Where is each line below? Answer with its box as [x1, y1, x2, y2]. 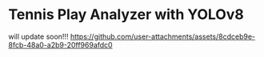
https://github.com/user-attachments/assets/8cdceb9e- [70, 32, 256, 41]
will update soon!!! [8, 32, 69, 41]
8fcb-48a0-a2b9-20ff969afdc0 [8, 40, 114, 49]
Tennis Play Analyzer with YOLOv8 [8, 6, 244, 24]
